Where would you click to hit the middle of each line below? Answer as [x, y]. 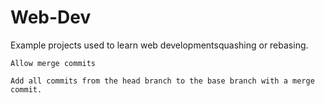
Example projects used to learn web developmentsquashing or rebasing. [159, 45]
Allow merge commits [53, 63]
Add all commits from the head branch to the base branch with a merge [162, 81]
